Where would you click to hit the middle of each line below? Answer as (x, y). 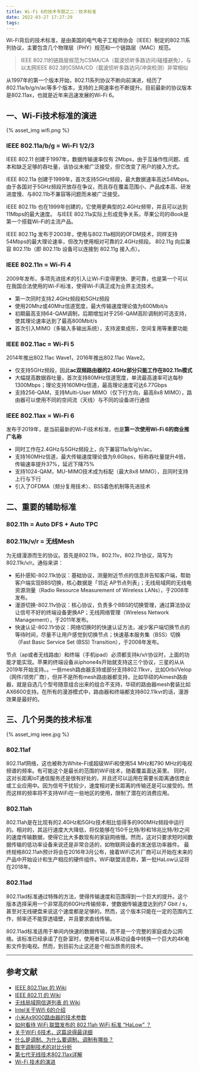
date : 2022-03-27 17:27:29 (39, 17)
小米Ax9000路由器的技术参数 (51, 1017)
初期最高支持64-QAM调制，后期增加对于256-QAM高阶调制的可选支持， (102, 313)
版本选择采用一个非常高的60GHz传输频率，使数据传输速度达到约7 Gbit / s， (98, 904)
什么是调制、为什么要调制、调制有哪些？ (64, 1040)
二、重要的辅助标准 (41, 507)
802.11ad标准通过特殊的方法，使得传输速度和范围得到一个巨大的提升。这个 (97, 896)
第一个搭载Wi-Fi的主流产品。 (41, 222)
